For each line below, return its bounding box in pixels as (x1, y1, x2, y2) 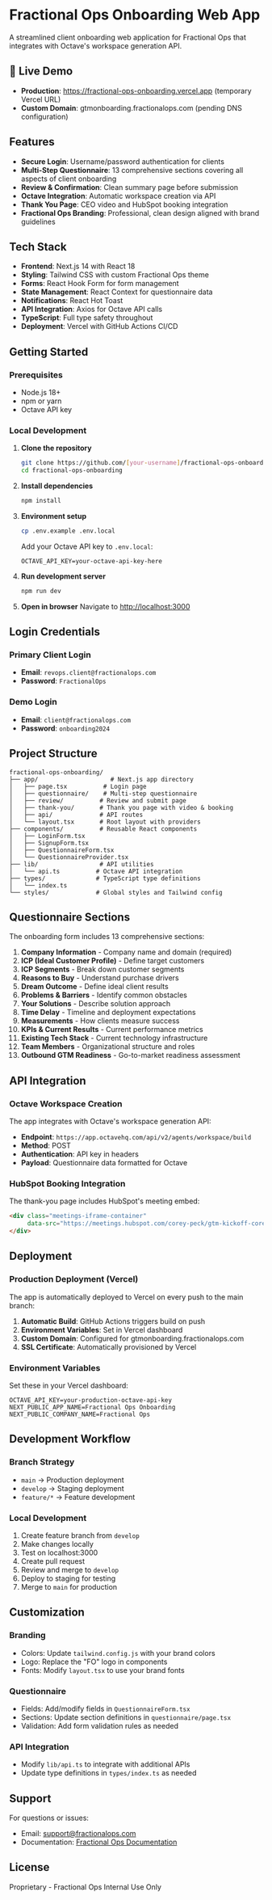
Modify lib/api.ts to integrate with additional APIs (20, 1759, 190, 1769)
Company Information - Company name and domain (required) (20, 947, 232, 957)
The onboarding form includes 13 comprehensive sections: (9, 932, 205, 942)
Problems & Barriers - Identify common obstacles (20, 990, 188, 1000)
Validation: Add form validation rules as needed (20, 1721, 178, 1730)
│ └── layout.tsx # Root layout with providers (9, 818, 201, 826)
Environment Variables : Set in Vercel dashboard (20, 1325, 183, 1334)
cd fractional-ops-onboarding (20, 466, 123, 474)
